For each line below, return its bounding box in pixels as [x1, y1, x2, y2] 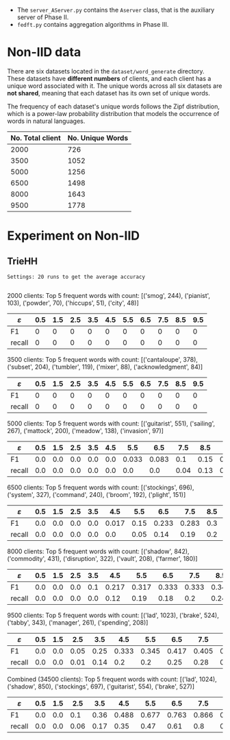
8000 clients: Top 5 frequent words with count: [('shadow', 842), [7, 547, 190, 555]
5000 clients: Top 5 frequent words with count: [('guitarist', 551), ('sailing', [7, 419, 216, 428]
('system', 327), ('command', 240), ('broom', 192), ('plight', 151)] [7, 490, 186, 498]
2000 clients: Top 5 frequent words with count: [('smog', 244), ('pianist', [7, 291, 211, 299]
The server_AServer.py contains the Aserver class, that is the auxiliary [16, 6, 215, 14]
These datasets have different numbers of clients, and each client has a [7, 74, 212, 82]
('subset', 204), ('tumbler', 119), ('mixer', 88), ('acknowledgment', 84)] [7, 362, 203, 371]
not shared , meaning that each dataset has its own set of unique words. [7, 89, 210, 97]
